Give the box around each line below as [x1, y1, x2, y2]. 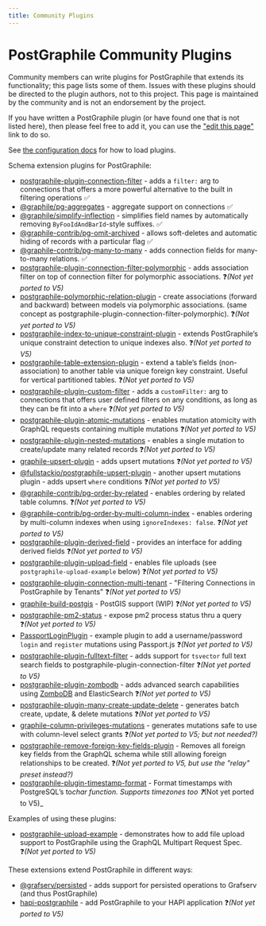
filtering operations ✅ [19, 192, 91, 203]
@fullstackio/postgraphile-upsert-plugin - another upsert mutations [19, 468, 241, 477]
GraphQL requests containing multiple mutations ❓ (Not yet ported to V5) [19, 424, 256, 434]
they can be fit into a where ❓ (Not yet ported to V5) [19, 403, 185, 413]
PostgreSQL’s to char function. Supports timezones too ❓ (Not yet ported [19, 787, 254, 797]
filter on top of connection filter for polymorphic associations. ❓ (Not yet [19, 272, 254, 281]
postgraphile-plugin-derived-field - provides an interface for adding [19, 537, 242, 546]
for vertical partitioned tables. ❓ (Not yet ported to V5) [19, 375, 195, 384]
